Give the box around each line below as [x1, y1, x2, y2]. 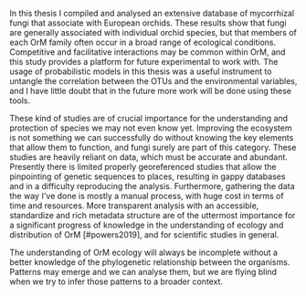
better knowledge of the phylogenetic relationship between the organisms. [9, 257, 290, 268]
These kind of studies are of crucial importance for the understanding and [9, 113, 289, 123]
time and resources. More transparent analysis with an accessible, [9, 200, 259, 211]
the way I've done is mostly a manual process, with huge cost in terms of [9, 191, 285, 201]
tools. [9, 95, 31, 106]
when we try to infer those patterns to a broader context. [9, 276, 224, 287]
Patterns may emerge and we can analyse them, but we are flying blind [9, 267, 277, 277]
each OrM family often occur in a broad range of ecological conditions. [9, 37, 277, 48]
